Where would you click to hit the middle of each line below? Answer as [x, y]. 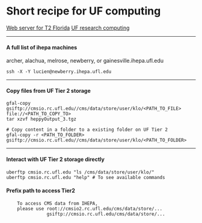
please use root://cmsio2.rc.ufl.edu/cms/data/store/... [90, 209]
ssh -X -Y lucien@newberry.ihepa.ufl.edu [59, 72]
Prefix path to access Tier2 [41, 190]
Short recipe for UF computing [84, 11]
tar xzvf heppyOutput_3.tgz [41, 119]
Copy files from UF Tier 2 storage [49, 90]
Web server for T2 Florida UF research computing [68, 28]
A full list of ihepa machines [42, 47]
